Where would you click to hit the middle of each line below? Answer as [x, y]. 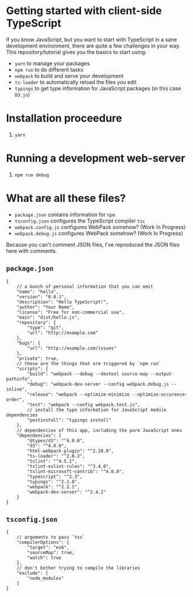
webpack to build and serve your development [69, 76]
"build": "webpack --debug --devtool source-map [88, 374]
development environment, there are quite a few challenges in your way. [93, 46]
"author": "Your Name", [46, 307]
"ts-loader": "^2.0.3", [56, 456]
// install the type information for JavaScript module [97, 410]
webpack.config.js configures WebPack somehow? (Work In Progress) [100, 227]
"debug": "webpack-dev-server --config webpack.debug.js [98, 384]
